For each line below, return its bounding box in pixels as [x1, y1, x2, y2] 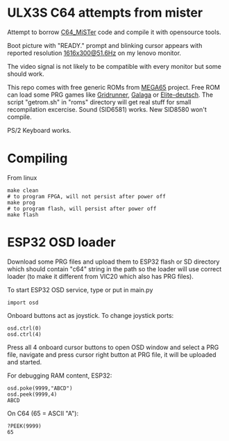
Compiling [7, 151, 68, 166]
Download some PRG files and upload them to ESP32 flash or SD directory [7, 257, 220, 266]
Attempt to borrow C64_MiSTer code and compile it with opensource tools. [7, 28, 221, 36]
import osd [7, 299, 39, 306]
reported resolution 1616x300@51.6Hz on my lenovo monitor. [7, 49, 182, 57]
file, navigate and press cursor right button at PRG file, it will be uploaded [7, 350, 217, 359]
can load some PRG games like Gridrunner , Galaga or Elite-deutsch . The [7, 90, 214, 99]
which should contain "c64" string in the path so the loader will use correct [7, 264, 222, 273]
